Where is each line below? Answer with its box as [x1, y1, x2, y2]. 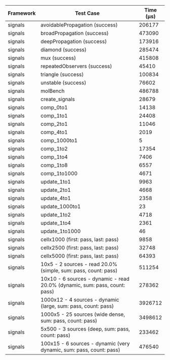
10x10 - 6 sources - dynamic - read [40, 275, 130, 282]
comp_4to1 [40, 129, 68, 136]
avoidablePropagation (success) [40, 21, 118, 28]
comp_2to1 [40, 120, 68, 127]
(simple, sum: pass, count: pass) [40, 267, 118, 274]
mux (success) [40, 54, 76, 61]
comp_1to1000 [40, 170, 78, 177]
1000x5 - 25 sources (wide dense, [40, 311, 125, 318]
